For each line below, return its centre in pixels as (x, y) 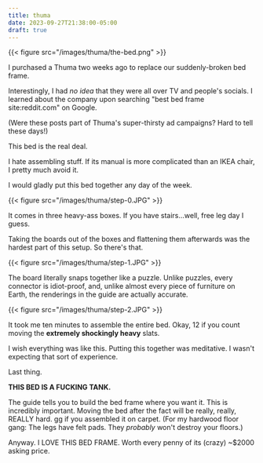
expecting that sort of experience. (63, 357)
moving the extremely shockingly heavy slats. (84, 334)
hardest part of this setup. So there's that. (76, 247)
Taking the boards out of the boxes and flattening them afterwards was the (129, 239)
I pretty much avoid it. (44, 170)
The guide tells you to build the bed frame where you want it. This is (118, 403)
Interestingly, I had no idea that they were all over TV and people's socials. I (130, 91)
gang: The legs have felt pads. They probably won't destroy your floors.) (126, 428)
